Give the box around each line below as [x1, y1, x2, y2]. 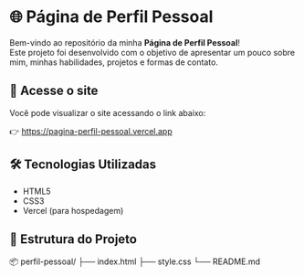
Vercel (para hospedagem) [22, 205, 124, 216]
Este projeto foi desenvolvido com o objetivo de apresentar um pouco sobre [9, 47, 295, 58]
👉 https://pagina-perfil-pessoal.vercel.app [9, 125, 173, 136]
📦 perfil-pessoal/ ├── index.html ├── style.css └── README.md [9, 256, 261, 267]
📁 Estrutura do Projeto [9, 231, 137, 247]
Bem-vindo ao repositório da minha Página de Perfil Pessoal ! [9, 37, 240, 48]
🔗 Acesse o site [9, 83, 99, 99]
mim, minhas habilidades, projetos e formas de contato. [9, 57, 219, 68]
